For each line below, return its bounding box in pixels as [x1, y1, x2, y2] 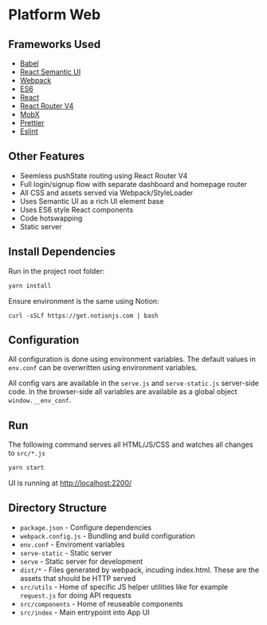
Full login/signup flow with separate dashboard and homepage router [19, 179, 247, 189]
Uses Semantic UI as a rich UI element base [19, 196, 164, 205]
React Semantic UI [19, 67, 81, 77]
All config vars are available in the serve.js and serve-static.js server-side [8, 378, 259, 388]
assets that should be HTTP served [19, 573, 136, 583]
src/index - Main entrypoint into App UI [19, 607, 150, 617]
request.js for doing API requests [19, 590, 132, 600]
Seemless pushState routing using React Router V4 [19, 170, 188, 181]
